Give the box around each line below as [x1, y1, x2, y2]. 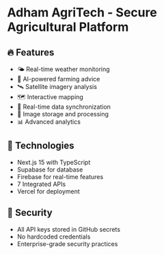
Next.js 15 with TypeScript [16, 158, 91, 166]
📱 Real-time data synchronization [16, 103, 111, 111]
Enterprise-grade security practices [16, 239, 118, 247]
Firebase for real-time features [16, 172, 104, 180]
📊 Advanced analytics [16, 118, 81, 126]
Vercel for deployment [16, 187, 80, 196]
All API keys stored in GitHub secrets [16, 225, 121, 233]
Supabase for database [16, 165, 83, 174]
